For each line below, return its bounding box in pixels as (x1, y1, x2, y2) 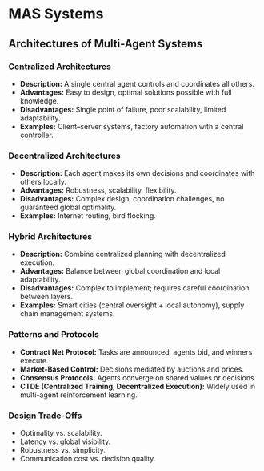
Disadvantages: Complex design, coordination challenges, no (19, 194, 225, 204)
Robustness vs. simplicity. (19, 445, 106, 455)
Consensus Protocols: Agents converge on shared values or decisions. (19, 372, 257, 382)
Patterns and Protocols (8, 329, 100, 340)
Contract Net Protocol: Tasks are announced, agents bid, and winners (19, 347, 253, 357)
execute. (19, 355, 50, 365)
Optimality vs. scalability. (19, 428, 102, 438)
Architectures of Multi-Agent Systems (8, 37, 203, 51)
